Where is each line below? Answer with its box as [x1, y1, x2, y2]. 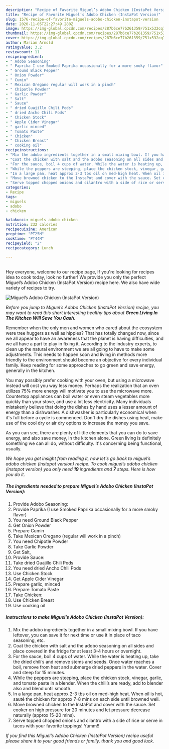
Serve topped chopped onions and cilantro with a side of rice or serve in [13, 717, 163, 724]
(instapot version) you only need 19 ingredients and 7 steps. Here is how [6, 466, 156, 473]
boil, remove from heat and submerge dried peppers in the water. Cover [13, 664, 162, 670]
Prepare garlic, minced [13, 581, 60, 587]
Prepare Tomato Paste [13, 587, 59, 593]
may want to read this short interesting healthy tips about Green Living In [6, 310, 158, 316]
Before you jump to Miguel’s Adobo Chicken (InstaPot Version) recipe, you [6, 305, 159, 311]
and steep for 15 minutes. [13, 670, 66, 676]
